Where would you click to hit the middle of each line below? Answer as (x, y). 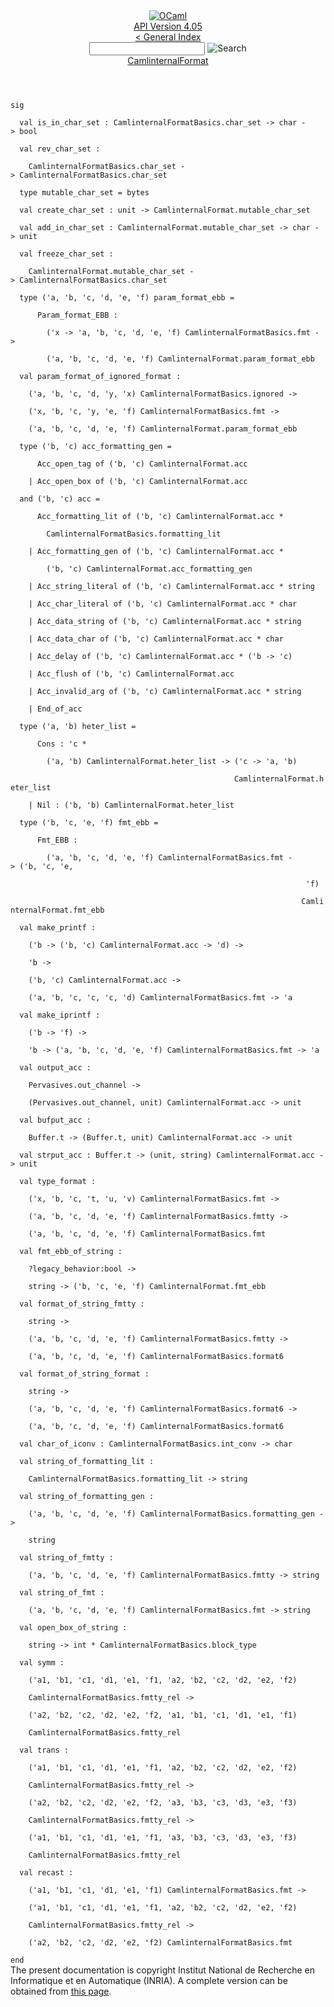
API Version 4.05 (168, 26)
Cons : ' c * (61, 744)
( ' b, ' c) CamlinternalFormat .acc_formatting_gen (149, 569)
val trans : (44, 1750)
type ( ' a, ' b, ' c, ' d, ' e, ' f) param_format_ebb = (127, 298)
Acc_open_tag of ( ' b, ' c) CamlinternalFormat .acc (142, 464)
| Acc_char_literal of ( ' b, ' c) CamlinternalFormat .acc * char (163, 604)
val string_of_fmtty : (66, 1558)
